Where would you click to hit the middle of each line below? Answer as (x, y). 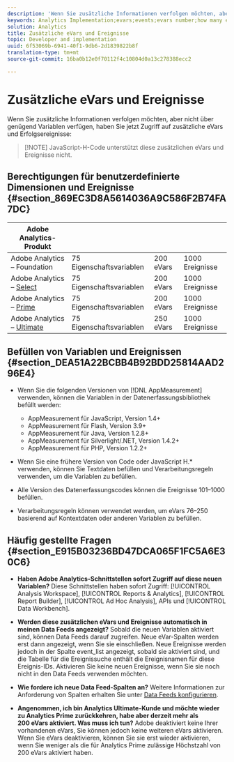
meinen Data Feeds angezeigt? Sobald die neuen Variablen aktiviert (116, 630)
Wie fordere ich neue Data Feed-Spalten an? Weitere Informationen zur (121, 687)
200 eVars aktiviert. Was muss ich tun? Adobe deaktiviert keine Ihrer (118, 723)
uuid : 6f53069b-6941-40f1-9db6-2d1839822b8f (73, 46)
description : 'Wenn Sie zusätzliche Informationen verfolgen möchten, (112, 14)
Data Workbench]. (44, 609)
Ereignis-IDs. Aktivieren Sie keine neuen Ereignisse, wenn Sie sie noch (118, 666)
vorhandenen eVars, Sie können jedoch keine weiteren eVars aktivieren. (120, 731)
